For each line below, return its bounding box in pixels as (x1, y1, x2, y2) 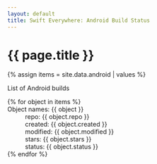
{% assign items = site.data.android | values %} (7, 70, 146, 79)
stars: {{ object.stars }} (25, 135, 92, 144)
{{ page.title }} (7, 47, 95, 63)
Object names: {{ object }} (7, 105, 84, 113)
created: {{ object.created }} (25, 120, 107, 129)
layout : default (7, 10, 55, 18)
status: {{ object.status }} (25, 142, 99, 151)
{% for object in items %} (7, 98, 81, 106)
